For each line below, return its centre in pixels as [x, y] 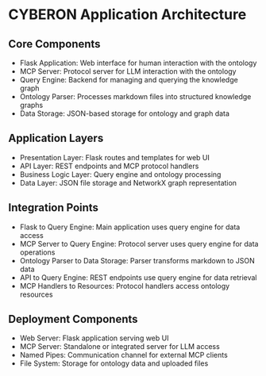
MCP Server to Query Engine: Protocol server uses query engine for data [139, 244]
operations [37, 252]
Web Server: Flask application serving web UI [94, 338]
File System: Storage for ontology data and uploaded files [114, 363]
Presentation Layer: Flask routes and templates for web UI [115, 157]
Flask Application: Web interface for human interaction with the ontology [138, 63]
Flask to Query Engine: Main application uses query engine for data [130, 227]
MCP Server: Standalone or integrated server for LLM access [120, 347]
